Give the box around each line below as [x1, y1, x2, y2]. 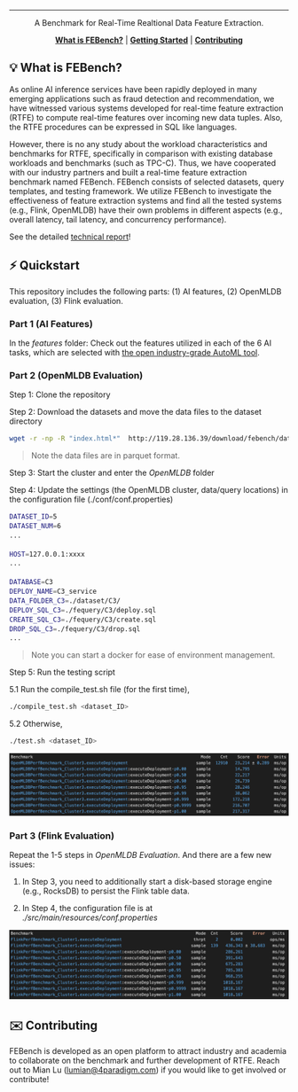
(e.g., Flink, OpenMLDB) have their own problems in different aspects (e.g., [9, 205, 283, 215]
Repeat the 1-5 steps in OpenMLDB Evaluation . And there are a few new [9, 850, 272, 861]
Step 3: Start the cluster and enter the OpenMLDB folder [9, 467, 215, 479]
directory [9, 416, 43, 426]
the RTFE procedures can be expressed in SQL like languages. [9, 121, 238, 132]
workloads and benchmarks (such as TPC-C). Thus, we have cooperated [9, 157, 277, 168]
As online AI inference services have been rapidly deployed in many [9, 83, 257, 94]
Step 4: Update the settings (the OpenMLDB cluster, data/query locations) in [9, 485, 288, 495]
